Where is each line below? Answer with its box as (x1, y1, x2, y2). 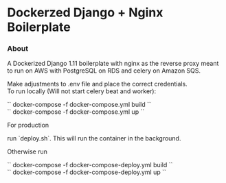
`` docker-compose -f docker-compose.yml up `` (7, 108, 145, 116)
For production (7, 121, 49, 130)
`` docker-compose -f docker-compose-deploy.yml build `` (7, 161, 173, 169)
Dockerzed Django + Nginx (7, 5, 163, 21)
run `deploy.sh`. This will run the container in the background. (7, 134, 181, 143)
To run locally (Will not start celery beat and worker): (7, 87, 157, 95)
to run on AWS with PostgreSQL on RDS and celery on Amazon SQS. (7, 66, 201, 75)
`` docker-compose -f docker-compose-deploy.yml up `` (7, 168, 166, 176)
